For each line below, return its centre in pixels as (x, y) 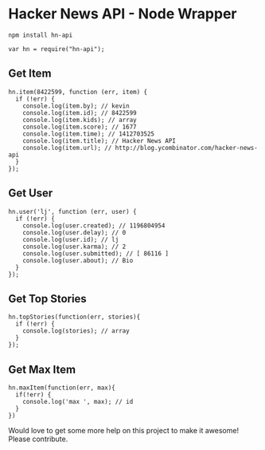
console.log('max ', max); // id (78, 402)
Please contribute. (38, 439)
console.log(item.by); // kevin (76, 106)
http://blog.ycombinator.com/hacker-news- (187, 148)
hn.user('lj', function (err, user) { (72, 211)
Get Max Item (42, 369)
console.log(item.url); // (67, 148)
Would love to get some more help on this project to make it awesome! (124, 431)
